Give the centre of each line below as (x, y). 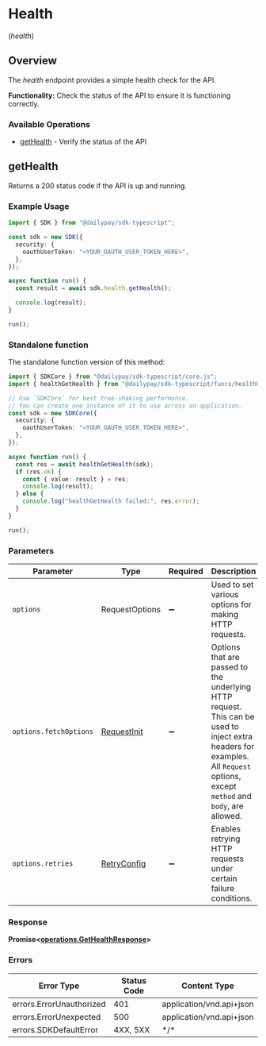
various (225, 594)
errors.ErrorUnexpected (57, 1017)
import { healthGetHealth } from (63, 384)
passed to (229, 667)
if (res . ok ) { (38, 472)
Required (186, 571)
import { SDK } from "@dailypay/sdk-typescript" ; (92, 223)
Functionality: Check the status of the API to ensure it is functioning (120, 95)
